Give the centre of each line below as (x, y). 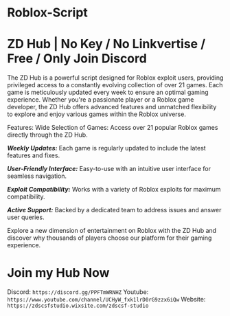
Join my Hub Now (58, 273)
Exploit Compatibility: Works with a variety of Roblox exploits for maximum (114, 190)
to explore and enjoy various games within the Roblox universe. (97, 114)
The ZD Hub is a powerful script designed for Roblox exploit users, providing (115, 78)
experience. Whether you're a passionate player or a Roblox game (101, 100)
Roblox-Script (47, 13)
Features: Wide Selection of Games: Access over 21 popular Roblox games (113, 128)
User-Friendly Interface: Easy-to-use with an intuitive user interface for (109, 169)
